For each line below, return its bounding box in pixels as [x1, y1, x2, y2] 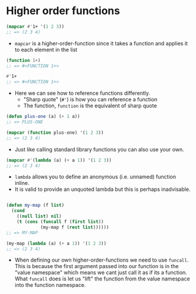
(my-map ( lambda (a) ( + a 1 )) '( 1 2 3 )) [6, 240, 107, 246]
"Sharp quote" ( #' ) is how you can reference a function [23, 96, 158, 103]
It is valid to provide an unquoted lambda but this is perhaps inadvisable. [14, 186, 191, 193]
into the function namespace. [14, 282, 87, 289]
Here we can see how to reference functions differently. [14, 90, 150, 97]
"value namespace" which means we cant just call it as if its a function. [14, 269, 187, 276]
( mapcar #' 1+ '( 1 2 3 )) [6, 24, 65, 29]
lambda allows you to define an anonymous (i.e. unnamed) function [14, 173, 177, 180]
